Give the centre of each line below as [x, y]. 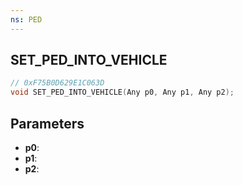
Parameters [47, 123]
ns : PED [26, 19]
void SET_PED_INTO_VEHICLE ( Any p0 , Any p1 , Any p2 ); [122, 92]
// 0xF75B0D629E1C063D [57, 83]
